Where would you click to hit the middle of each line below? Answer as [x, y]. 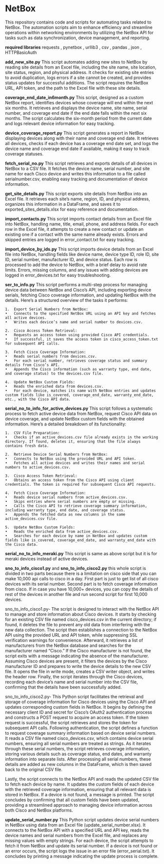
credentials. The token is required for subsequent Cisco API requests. [81, 484]
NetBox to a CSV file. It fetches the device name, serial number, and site [77, 168]
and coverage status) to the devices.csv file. [54, 373]
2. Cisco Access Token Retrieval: [41, 331]
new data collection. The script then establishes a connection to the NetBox [81, 630]
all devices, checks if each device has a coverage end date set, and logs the [82, 143]
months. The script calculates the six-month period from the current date [79, 118]
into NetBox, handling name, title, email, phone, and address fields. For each [82, 224]
